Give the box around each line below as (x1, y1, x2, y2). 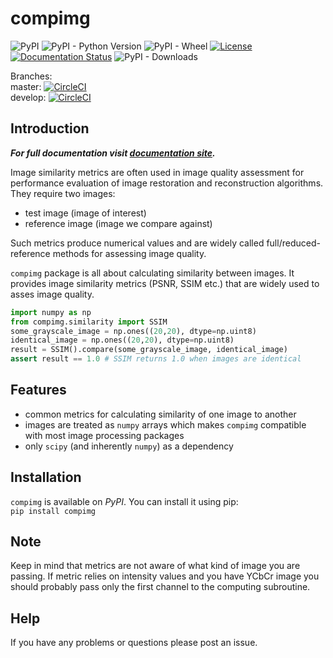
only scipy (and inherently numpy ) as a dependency (24, 440, 234, 452)
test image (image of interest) (24, 207, 147, 219)
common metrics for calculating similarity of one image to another (24, 408, 297, 420)
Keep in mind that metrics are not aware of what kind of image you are (10, 560, 301, 572)
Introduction (10, 120, 90, 137)
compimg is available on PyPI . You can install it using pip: (10, 495, 239, 507)
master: (10, 80, 42, 92)
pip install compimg (10, 506, 97, 516)
